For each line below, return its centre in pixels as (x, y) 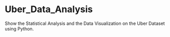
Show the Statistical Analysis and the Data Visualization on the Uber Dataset (85, 23)
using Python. (19, 28)
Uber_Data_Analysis (49, 9)
